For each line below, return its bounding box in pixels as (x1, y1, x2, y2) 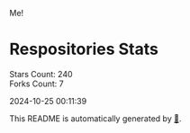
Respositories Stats (9, 40, 159, 59)
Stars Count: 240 (9, 68, 74, 79)
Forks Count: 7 (9, 78, 65, 89)
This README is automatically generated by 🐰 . (9, 112, 182, 124)
